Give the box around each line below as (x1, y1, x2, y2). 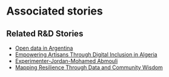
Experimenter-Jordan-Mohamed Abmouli (15, 58, 118, 64)
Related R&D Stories (6, 28, 84, 39)
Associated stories (6, 4, 103, 18)
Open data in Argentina (15, 44, 73, 52)
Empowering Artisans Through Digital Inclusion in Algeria (15, 51, 157, 58)
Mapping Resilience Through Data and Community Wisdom (15, 64, 164, 71)
